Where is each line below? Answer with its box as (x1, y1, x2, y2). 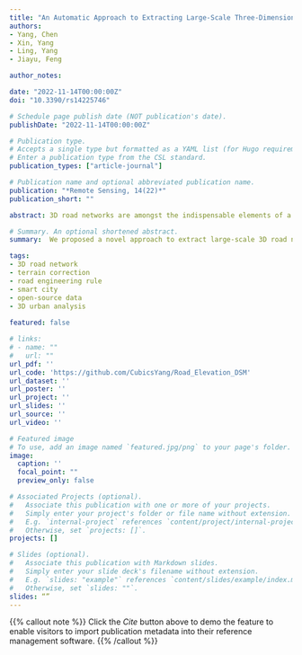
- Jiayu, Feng (9, 55, 63, 64)
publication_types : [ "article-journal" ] (9, 162, 164, 171)
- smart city (9, 285, 58, 294)
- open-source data (9, 293, 83, 302)
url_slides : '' (9, 402, 67, 411)
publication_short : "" (9, 194, 94, 203)
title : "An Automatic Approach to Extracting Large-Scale (9, 13, 231, 22)
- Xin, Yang (9, 38, 54, 48)
